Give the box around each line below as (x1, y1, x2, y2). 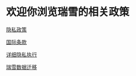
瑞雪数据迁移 (6, 63, 37, 71)
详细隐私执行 (6, 51, 37, 58)
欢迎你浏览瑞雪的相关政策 (6, 5, 130, 19)
